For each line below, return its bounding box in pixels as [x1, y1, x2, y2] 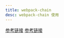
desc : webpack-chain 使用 [5, 12, 59, 17]
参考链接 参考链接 [5, 27, 42, 33]
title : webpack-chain [5, 7, 52, 13]
